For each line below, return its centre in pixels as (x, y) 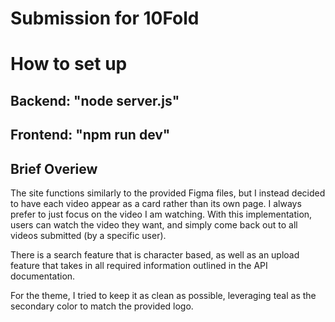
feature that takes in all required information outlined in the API (139, 265)
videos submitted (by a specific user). (88, 235)
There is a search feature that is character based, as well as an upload (155, 254)
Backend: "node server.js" (95, 100)
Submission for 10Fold (105, 18)
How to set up (69, 64)
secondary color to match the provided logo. (102, 306)
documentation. (43, 276)
